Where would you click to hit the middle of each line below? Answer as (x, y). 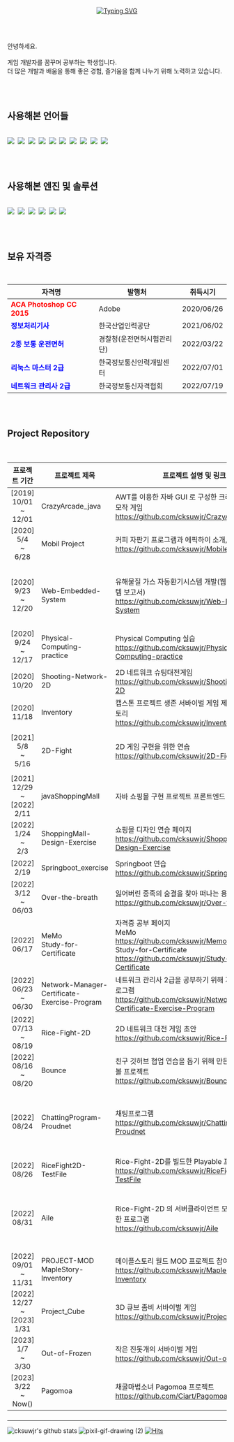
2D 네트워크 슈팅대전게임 (154, 672)
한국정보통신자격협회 (131, 386)
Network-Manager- (75, 984)
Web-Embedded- (71, 590)
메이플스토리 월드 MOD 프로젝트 (165, 1261)
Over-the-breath (70, 897)
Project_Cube (63, 1311)
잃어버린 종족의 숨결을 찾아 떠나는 (167, 893)
